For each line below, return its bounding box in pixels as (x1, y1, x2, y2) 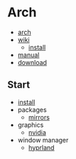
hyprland (28, 143, 55, 152)
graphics (17, 120, 44, 129)
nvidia (28, 128, 46, 136)
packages (17, 105, 48, 114)
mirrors (28, 113, 50, 121)
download (17, 58, 48, 66)
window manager (17, 135, 69, 144)
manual (17, 51, 40, 59)
